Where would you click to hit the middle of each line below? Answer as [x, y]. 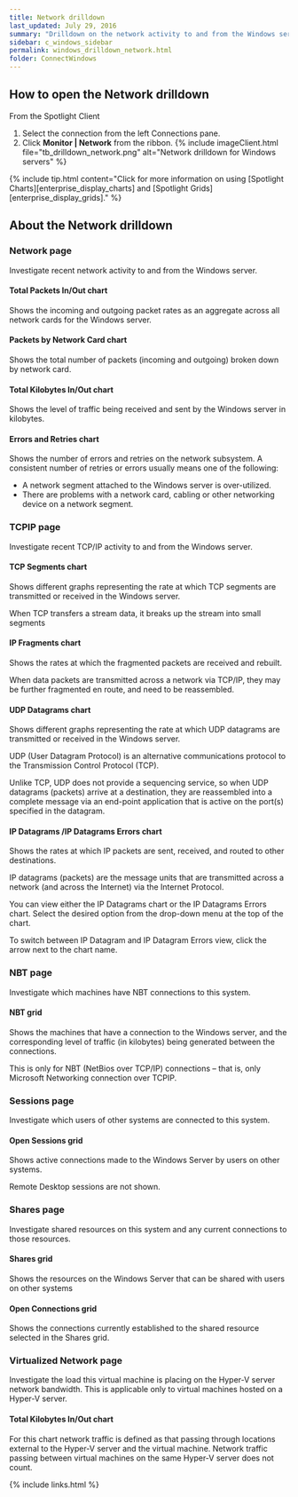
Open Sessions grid [46, 1140]
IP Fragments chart [45, 643]
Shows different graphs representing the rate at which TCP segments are [143, 586]
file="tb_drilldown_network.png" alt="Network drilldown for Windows [149, 152]
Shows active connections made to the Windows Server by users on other [145, 1160]
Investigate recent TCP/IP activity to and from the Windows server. [131, 546]
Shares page [37, 1210]
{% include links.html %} [54, 1485]
